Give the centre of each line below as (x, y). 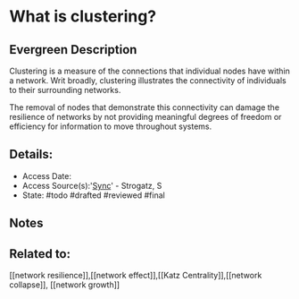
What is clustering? (83, 17)
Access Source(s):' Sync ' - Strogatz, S (92, 185)
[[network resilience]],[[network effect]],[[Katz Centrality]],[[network (136, 276)
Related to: (40, 254)
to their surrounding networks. (65, 90)
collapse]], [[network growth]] (65, 285)
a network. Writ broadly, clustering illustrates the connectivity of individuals (148, 81)
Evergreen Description (73, 50)
